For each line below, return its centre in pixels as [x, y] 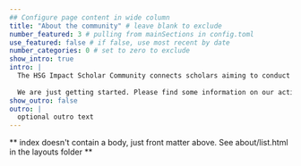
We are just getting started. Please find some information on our [146, 92]
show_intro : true [42, 59]
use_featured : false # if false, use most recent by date [120, 42]
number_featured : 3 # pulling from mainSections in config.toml [132, 34]
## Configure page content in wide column [90, 17]
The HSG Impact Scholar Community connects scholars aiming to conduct [154, 76]
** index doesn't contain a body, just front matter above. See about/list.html [149, 143]
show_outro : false [43, 100]
